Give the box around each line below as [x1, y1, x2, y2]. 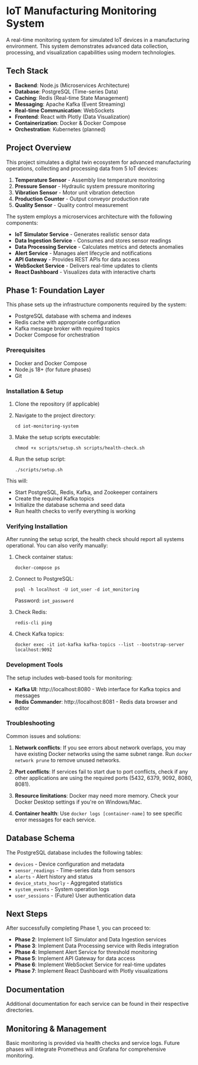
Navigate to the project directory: [14, 412, 96, 419]
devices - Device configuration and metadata [14, 860, 125, 867]
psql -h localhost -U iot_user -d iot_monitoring [14, 587, 140, 593]
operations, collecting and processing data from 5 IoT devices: [6, 164, 158, 172]
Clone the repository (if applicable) [14, 400, 100, 407]
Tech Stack [6, 66, 48, 76]
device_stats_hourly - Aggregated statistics [14, 879, 123, 886]
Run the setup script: [14, 455, 66, 462]
